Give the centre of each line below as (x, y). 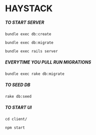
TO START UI (18, 107)
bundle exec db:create (28, 34)
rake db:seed (18, 97)
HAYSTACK (29, 9)
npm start (15, 128)
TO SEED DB (18, 85)
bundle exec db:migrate (29, 43)
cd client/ (16, 119)
